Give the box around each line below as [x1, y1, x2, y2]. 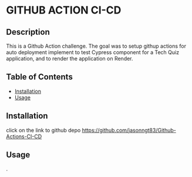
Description [6, 27, 50, 37]
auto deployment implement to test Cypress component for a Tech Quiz [6, 49, 180, 56]
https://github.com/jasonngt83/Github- [82, 126, 176, 133]
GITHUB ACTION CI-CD [6, 4, 122, 17]
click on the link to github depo [6, 126, 81, 133]
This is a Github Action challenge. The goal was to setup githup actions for [6, 42, 187, 49]
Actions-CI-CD [6, 133, 42, 140]
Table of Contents [6, 72, 73, 82]
